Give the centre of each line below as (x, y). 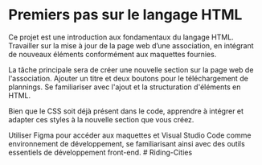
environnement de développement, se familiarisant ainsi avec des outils (127, 143)
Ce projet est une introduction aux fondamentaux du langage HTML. (121, 37)
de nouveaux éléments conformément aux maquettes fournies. (113, 54)
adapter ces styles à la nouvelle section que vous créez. (101, 119)
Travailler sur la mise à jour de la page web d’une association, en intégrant (131, 45)
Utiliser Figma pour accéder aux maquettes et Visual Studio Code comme (130, 135)
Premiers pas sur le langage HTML (125, 15)
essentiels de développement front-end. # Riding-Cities (100, 152)
